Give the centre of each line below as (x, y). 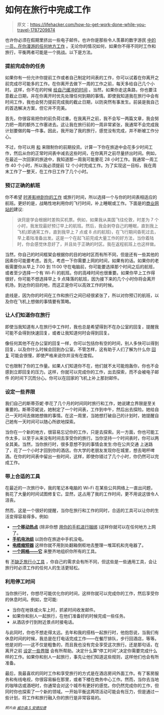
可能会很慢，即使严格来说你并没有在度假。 (53, 355)
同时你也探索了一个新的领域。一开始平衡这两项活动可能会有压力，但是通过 (80, 692)
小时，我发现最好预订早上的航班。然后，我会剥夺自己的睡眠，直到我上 (88, 225)
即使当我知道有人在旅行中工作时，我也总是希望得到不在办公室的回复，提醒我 (82, 327)
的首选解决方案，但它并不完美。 (37, 108)
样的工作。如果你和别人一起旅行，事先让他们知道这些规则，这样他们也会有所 (82, 656)
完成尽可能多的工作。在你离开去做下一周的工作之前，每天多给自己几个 (80, 84)
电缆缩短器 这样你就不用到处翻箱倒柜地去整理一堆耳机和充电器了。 (79, 545)
